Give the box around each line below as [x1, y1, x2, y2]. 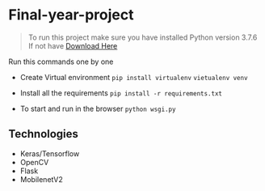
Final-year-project [8, 6, 134, 24]
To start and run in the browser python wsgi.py [19, 104, 176, 113]
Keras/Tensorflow [19, 148, 80, 159]
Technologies [8, 127, 79, 141]
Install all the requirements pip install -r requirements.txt [19, 87, 223, 98]
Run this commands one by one [8, 57, 114, 66]
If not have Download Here [27, 40, 118, 50]
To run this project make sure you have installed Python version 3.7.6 [27, 32, 258, 42]
